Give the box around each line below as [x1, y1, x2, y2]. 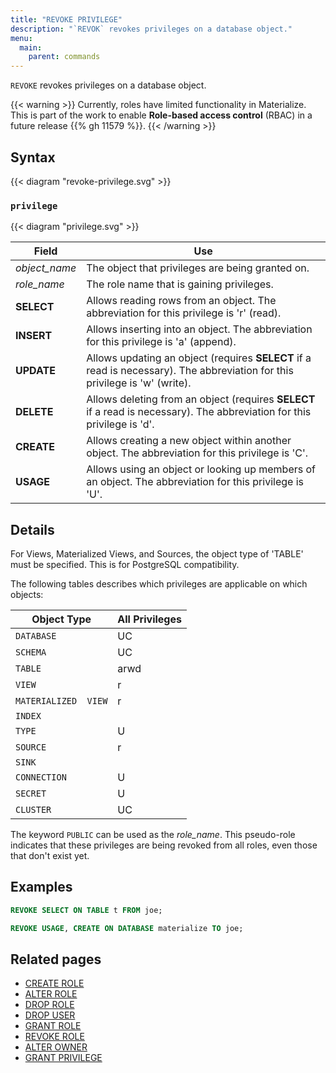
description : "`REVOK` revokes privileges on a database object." [10, 24, 293, 34]
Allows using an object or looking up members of [86, 462, 317, 476]
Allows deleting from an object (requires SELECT [86, 392, 316, 406]
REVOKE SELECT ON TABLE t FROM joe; [10, 905, 163, 915]
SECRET [15, 788, 47, 800]
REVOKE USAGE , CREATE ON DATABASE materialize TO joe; [10, 923, 244, 933]
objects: [10, 589, 44, 601]
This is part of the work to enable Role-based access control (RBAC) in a [10, 109, 313, 121]
